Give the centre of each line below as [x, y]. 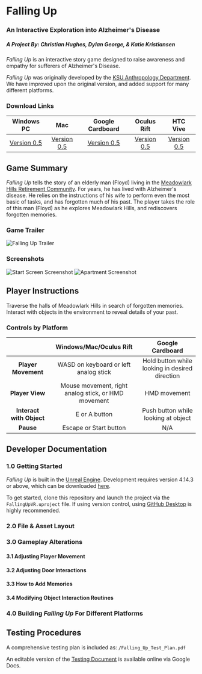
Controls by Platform [37, 328]
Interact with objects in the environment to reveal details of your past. [92, 312]
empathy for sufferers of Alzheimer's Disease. [63, 66]
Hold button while [167, 361]
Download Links [30, 106]
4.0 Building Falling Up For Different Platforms [75, 613]
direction [167, 376]
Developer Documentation [57, 449]
